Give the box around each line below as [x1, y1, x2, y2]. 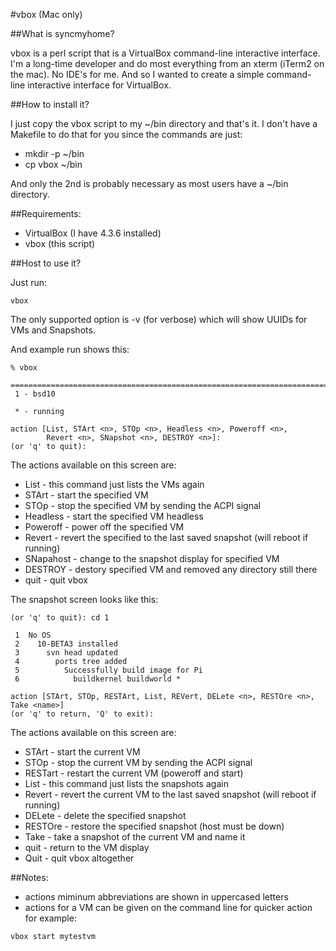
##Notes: [10, 872, 49, 883]
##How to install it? [10, 99, 90, 110]
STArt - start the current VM [24, 746, 141, 758]
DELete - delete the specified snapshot [24, 810, 187, 821]
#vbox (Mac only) [10, 9, 83, 20]
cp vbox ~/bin [24, 159, 83, 170]
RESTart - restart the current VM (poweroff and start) [24, 767, 244, 779]
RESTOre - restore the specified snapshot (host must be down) [24, 820, 285, 832]
